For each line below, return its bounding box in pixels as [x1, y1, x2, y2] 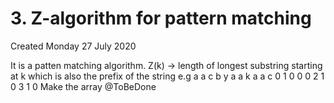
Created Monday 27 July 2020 [10, 40, 137, 52]
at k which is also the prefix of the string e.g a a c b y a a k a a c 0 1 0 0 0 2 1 [10, 70, 325, 82]
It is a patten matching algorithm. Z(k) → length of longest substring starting [10, 59, 323, 71]
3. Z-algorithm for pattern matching [10, 7, 312, 30]
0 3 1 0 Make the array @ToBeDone [10, 80, 157, 92]
